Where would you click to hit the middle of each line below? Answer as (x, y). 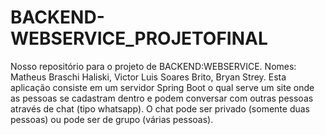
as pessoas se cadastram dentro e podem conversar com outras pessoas (162, 98)
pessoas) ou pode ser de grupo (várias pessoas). (112, 119)
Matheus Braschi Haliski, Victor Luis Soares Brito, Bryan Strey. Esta (148, 77)
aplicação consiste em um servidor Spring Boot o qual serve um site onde (162, 87)
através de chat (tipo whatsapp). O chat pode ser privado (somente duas (160, 108)
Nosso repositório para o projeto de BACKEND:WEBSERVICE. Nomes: (153, 66)
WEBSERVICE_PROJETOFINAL (139, 38)
